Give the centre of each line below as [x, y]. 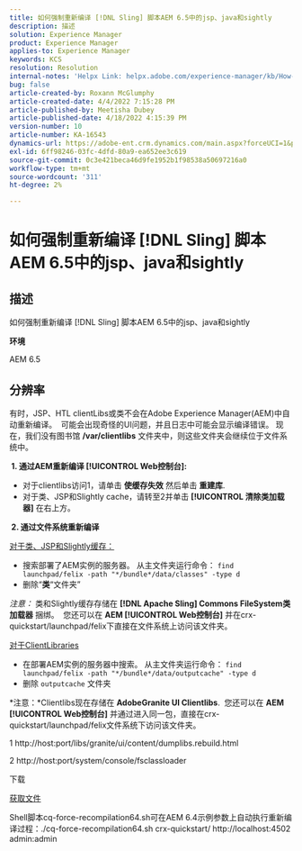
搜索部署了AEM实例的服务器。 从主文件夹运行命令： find [128, 565]
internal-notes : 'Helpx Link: [66, 77]
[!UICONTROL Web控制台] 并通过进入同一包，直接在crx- [115, 713]
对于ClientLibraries [44, 645]
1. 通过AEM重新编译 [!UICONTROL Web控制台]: [99, 466]
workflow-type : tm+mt [50, 168]
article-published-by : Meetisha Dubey [82, 110]
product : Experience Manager [64, 43]
